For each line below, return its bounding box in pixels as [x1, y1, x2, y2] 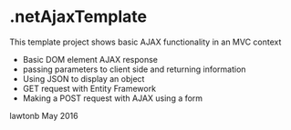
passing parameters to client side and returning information [22, 64, 246, 75]
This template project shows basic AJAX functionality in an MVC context [9, 36, 282, 47]
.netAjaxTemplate [9, 6, 148, 27]
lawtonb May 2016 [9, 110, 79, 121]
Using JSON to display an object [22, 73, 145, 84]
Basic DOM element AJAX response [22, 54, 158, 65]
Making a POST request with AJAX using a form [22, 93, 203, 104]
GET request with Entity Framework [22, 83, 157, 94]
